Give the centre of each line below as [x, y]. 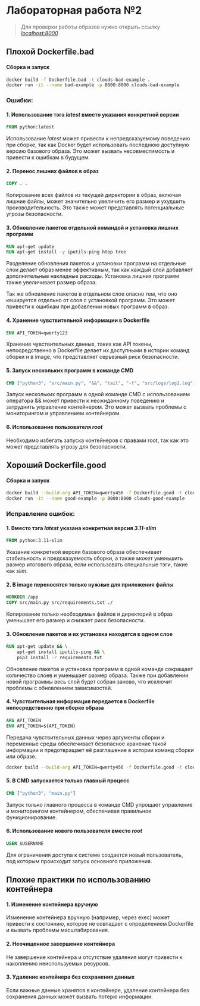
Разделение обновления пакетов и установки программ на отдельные [96, 264]
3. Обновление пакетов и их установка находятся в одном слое [89, 634]
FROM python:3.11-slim [34, 541]
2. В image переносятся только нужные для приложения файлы [90, 584]
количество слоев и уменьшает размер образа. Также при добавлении [97, 675]
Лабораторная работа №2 [74, 10]
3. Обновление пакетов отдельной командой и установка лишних [92, 227]
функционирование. [32, 817]
